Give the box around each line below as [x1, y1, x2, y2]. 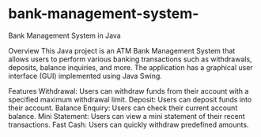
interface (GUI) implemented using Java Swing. [8, 71, 162, 80]
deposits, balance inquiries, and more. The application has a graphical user [8, 62, 253, 72]
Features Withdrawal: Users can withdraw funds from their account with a [8, 86, 249, 95]
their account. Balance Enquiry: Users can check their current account [8, 103, 238, 113]
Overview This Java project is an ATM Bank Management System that [8, 46, 236, 55]
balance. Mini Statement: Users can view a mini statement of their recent [8, 111, 245, 120]
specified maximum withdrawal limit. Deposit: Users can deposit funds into [8, 94, 252, 104]
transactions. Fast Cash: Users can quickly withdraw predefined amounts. [8, 120, 249, 129]
